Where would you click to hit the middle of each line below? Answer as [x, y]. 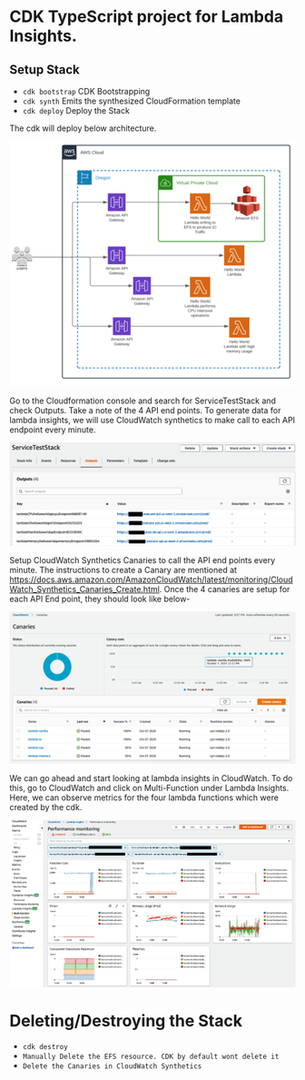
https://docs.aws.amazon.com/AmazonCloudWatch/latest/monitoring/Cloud [151, 580]
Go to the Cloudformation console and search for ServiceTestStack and [143, 401]
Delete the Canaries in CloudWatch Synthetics [112, 1066]
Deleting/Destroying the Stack [126, 1021]
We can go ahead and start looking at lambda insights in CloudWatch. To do [151, 778]
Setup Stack [44, 69]
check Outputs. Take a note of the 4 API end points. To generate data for [145, 410]
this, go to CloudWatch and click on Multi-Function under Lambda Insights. [149, 788]
